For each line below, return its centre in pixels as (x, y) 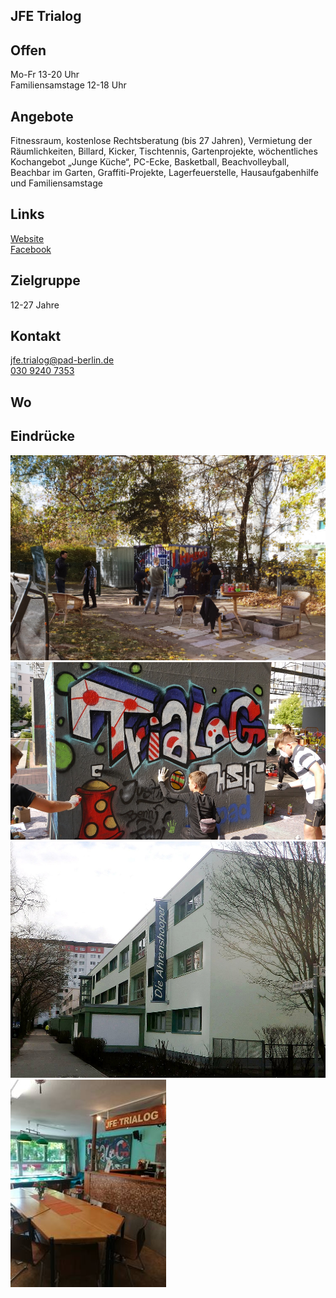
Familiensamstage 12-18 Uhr (68, 85)
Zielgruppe (45, 280)
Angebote (42, 116)
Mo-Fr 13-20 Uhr (45, 75)
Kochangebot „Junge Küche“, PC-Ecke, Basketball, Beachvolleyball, (150, 162)
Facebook (31, 249)
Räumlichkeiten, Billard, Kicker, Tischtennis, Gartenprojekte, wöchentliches (164, 151)
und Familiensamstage (56, 183)
